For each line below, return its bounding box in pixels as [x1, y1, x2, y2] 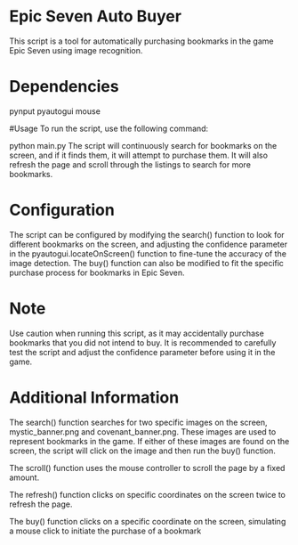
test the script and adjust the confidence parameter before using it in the [9, 346, 276, 357]
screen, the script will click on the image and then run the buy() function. [9, 445, 276, 456]
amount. [9, 472, 40, 483]
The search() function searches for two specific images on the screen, [9, 417, 269, 427]
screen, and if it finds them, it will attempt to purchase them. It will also [9, 150, 269, 160]
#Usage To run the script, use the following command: [9, 123, 209, 134]
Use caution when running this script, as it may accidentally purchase [9, 328, 264, 338]
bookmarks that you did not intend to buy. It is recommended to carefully [9, 337, 277, 348]
